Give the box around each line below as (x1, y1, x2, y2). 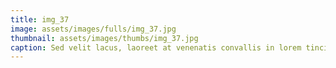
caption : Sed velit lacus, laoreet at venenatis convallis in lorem (10, 42, 302, 53)
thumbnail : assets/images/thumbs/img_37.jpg (10, 33, 199, 43)
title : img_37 (10, 14, 70, 25)
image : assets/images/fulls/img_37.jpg (10, 24, 177, 34)
